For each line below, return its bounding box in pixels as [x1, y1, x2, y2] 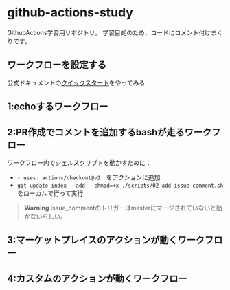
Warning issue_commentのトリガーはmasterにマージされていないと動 [23, 203, 223, 212]
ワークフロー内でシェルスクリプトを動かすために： [7, 158, 152, 166]
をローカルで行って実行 [16, 189, 84, 197]
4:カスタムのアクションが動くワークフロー [7, 273, 187, 285]
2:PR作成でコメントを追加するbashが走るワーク [7, 126, 212, 138]
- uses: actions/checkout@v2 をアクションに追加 [16, 173, 161, 181]
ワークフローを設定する [7, 59, 106, 71]
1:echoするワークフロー [7, 101, 108, 113]
